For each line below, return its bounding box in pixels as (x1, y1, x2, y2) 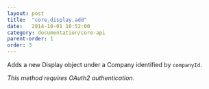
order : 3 (7, 42, 32, 49)
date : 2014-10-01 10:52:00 (7, 23, 90, 29)
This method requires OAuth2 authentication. (7, 74, 135, 82)
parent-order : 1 (7, 36, 53, 42)
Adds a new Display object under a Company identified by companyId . (7, 61, 202, 68)
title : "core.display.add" (7, 16, 88, 23)
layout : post (7, 10, 45, 17)
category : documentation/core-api (7, 29, 106, 36)
